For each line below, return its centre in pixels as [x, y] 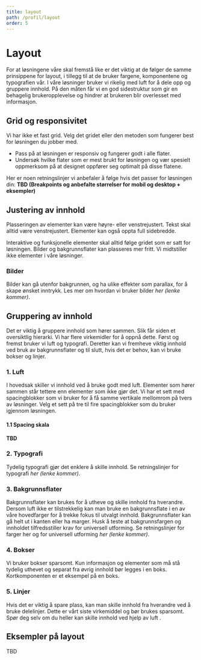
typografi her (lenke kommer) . [43, 473]
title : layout [24, 12]
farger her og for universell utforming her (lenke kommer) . [78, 534]
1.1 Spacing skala [28, 424]
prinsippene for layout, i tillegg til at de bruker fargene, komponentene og [97, 76]
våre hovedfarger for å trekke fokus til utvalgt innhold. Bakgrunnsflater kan [99, 515]
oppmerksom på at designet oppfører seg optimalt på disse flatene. [99, 166]
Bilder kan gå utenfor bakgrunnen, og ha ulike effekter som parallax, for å [97, 284]
